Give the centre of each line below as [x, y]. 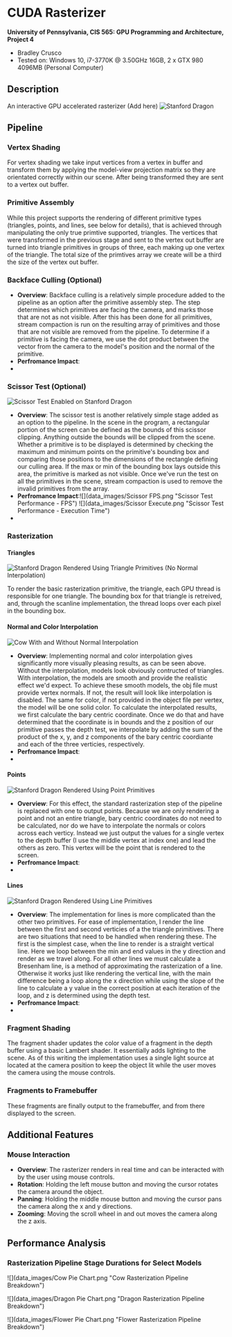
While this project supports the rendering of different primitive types [105, 218]
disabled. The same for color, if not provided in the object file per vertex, [121, 700]
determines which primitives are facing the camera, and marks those [115, 310]
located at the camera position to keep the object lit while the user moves [112, 1065]
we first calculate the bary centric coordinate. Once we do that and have [121, 715]
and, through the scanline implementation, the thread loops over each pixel [114, 604]
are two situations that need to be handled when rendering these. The [117, 936]
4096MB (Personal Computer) [60, 67]
